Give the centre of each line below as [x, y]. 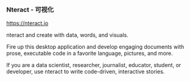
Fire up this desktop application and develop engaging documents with [95, 47]
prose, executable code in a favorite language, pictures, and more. [90, 54]
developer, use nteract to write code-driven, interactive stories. [86, 72]
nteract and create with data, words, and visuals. [68, 35]
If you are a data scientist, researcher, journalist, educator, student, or [94, 65]
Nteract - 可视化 [30, 9]
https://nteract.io [27, 23]
